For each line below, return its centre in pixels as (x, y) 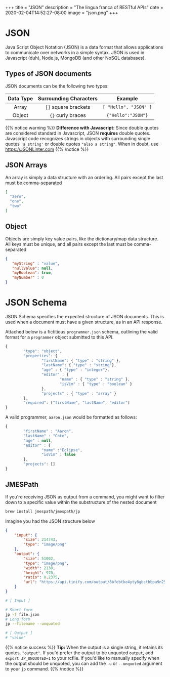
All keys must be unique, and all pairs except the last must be (69, 244)
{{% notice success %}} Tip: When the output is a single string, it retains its (84, 647)
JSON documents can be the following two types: (57, 86)
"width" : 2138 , (39, 568)
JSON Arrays (26, 165)
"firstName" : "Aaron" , (48, 431)
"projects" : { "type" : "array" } (79, 393)
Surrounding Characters (68, 98)
